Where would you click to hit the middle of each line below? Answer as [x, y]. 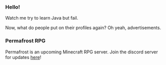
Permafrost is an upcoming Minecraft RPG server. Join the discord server [82, 52]
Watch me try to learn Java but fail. [42, 18]
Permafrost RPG [25, 41]
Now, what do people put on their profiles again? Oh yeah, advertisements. [83, 28]
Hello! [13, 7]
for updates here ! [23, 57]
